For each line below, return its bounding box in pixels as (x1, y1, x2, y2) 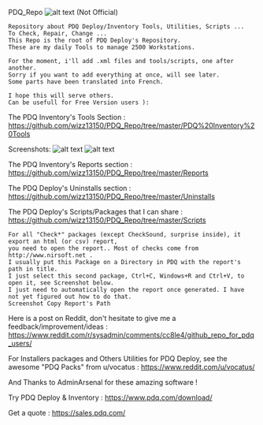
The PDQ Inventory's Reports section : (8, 160, 133, 169)
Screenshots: (8, 144, 51, 154)
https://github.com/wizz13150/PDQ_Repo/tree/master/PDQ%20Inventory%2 (8, 121, 255, 130)
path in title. (8, 265, 58, 273)
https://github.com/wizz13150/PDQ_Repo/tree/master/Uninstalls (8, 192, 215, 201)
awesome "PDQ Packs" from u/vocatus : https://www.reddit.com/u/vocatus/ (8, 363, 255, 371)
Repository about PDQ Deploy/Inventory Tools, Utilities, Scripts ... (8, 23, 245, 31)
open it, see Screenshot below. (8, 279, 114, 287)
